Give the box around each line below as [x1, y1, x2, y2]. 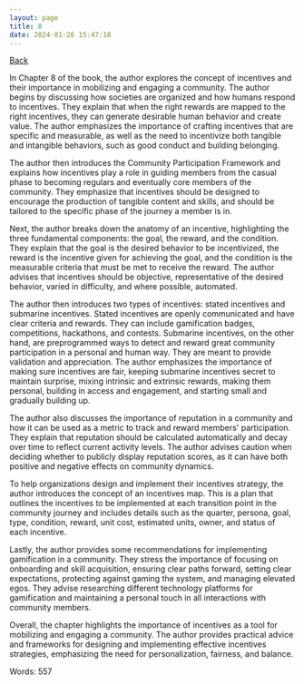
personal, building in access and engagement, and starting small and [9, 386, 268, 396]
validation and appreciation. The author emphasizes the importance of [9, 357, 272, 367]
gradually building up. [9, 396, 91, 406]
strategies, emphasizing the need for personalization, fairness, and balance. [9, 649, 294, 660]
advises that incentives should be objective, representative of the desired [9, 271, 284, 282]
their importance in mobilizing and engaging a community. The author [9, 83, 270, 93]
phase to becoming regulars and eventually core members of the [9, 177, 252, 188]
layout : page [9, 13, 59, 23]
